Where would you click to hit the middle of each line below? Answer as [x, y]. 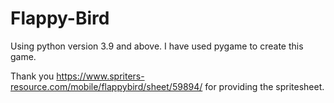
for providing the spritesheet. [264, 86]
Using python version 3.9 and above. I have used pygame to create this [157, 46]
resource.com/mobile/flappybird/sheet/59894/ [106, 86]
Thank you [32, 76]
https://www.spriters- [100, 76]
